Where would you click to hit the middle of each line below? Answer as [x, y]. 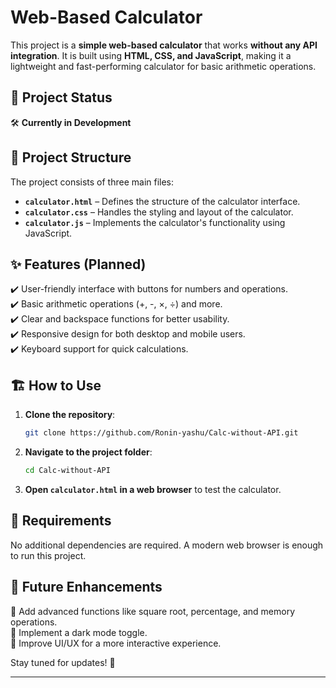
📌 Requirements [61, 521]
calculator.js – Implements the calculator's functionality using [155, 222]
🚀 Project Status [61, 97]
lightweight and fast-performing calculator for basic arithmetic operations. [163, 66]
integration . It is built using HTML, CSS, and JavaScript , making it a [151, 55]
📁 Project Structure [71, 157]
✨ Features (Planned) [78, 264]
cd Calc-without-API [67, 471]
